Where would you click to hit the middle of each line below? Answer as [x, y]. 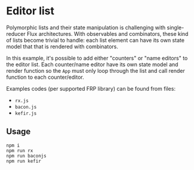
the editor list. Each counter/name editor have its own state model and [92, 64]
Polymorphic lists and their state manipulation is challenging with [86, 27]
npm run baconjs [26, 156]
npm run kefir [24, 161]
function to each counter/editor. [45, 77]
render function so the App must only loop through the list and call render [96, 70]
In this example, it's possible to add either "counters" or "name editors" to [97, 58]
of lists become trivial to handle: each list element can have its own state [96, 40]
